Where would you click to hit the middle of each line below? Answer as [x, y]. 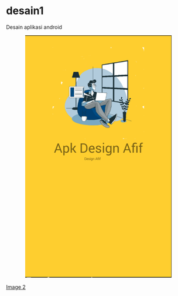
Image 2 [16, 287]
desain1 [25, 11]
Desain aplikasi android [34, 27]
